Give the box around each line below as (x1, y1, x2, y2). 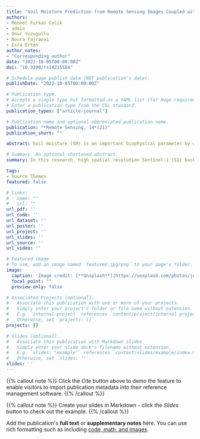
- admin (6, 25, 26, 32)
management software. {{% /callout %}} (6, 389, 105, 397)
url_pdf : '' (6, 207, 36, 213)
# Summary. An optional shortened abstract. (6, 152, 118, 158)
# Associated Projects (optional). (6, 294, 95, 300)
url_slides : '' (6, 234, 44, 240)
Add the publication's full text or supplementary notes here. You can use (6, 419, 187, 426)
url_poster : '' (6, 223, 44, 229)
